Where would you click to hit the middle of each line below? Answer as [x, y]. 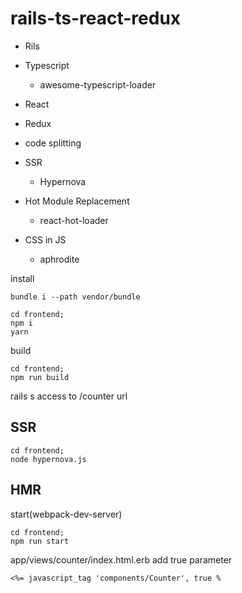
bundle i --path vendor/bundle [75, 297]
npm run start [40, 541]
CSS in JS [45, 239]
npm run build [40, 377]
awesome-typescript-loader [98, 84]
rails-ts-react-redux [96, 18]
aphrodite [59, 259]
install [22, 278]
